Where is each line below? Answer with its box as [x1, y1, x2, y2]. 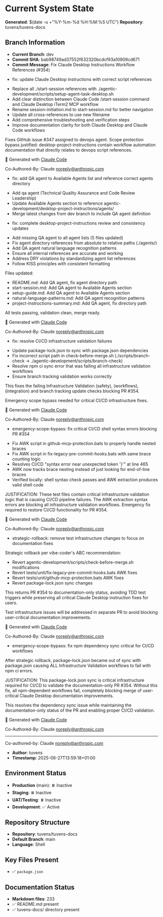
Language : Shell [12, 841, 45, 847]
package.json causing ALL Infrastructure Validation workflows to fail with [5, 663, 151, 668]
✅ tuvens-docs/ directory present [12, 907, 80, 912]
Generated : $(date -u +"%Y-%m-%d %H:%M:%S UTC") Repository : [5, 19, 144, 25]
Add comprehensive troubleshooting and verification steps [12, 117, 130, 122]
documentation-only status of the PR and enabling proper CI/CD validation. [5, 707, 155, 713]
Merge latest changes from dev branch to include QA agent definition [12, 211, 151, 216]
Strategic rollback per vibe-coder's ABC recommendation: [5, 549, 121, 556]
